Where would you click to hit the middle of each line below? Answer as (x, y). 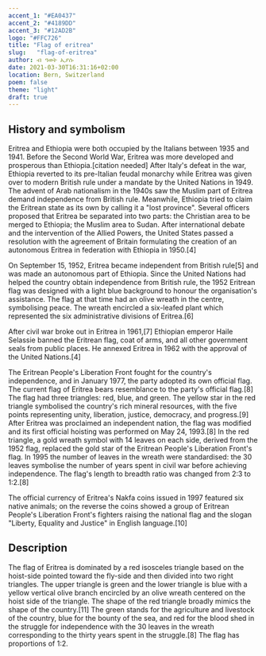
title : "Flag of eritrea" (51, 45)
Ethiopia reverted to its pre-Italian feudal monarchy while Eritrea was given (130, 174)
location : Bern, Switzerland (56, 75)
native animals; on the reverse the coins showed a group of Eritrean (119, 506)
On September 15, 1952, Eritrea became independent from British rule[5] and (133, 266)
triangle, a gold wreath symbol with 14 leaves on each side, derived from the (133, 440)
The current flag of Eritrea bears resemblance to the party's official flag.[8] (131, 389)
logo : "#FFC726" (35, 38)
